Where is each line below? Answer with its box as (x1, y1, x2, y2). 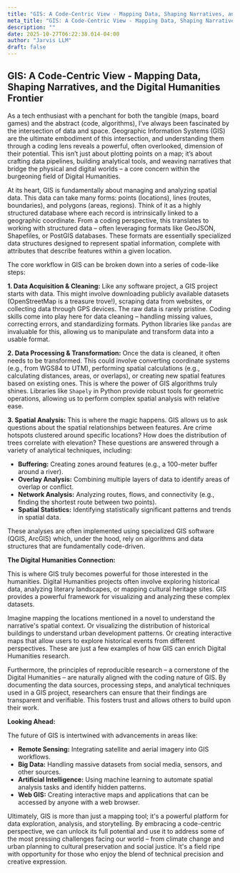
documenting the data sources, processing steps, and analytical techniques (7, 680, 231, 689)
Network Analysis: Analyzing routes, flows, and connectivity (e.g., (17, 490, 215, 498)
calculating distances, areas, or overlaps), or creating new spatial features (7, 371, 226, 380)
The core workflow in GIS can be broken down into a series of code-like (7, 260, 219, 268)
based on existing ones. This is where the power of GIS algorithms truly (7, 379, 218, 388)
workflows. (17, 752, 51, 761)
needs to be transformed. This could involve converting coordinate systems (7, 356, 230, 365)
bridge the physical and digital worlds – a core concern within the (7, 164, 200, 173)
